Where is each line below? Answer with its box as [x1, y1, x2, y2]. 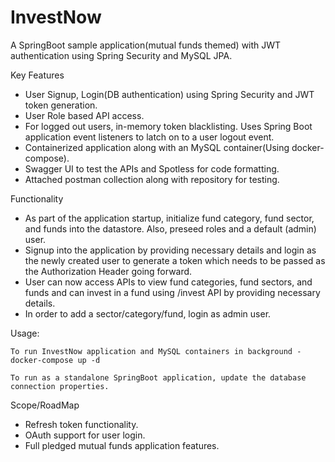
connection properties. [10, 381, 110, 391]
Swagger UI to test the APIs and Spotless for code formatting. [24, 162, 280, 175]
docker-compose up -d [10, 355, 101, 365]
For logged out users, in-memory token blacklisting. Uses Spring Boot [24, 120, 313, 132]
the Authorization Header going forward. [24, 265, 193, 277]
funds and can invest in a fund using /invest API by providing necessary [24, 286, 321, 298]
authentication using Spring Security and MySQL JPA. [10, 49, 233, 61]
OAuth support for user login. [24, 429, 146, 441]
